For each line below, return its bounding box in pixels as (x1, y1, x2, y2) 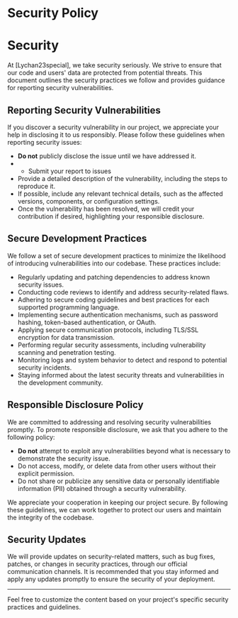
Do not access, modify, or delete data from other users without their (17, 461, 216, 470)
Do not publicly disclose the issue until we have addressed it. (17, 151, 197, 160)
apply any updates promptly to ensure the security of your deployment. (7, 575, 216, 583)
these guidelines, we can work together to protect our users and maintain (7, 505, 222, 514)
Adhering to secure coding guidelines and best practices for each (17, 295, 210, 304)
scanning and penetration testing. (17, 348, 116, 356)
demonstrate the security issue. (17, 454, 110, 463)
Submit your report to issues (28, 167, 112, 175)
